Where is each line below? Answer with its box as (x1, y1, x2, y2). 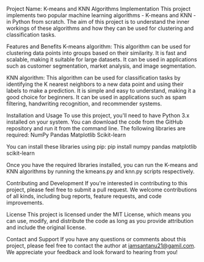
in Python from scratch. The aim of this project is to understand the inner (6, 18, 190, 25)
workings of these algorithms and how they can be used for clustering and (6, 24, 194, 32)
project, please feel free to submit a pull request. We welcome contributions (6, 186, 197, 193)
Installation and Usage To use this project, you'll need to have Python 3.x (6, 112, 190, 119)
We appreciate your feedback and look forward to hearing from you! (6, 249, 178, 255)
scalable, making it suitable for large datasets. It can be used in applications (6, 56, 197, 63)
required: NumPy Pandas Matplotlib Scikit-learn (6, 131, 126, 138)
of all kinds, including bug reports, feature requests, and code (6, 193, 162, 200)
